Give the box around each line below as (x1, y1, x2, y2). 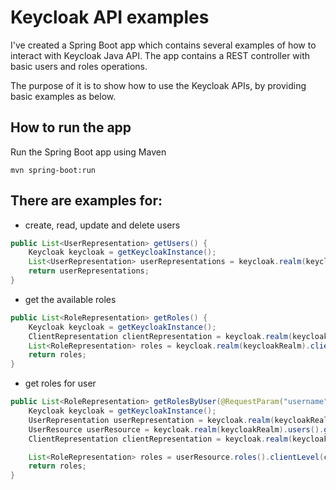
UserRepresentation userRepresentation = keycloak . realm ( (28, 415, 275, 425)
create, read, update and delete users (24, 219, 181, 231)
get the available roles (24, 293, 117, 305)
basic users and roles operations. (10, 60, 148, 72)
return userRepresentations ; (28, 266, 150, 276)
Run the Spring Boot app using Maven (10, 146, 167, 158)
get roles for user (24, 377, 97, 390)
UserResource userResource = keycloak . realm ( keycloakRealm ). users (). (28, 424, 325, 435)
